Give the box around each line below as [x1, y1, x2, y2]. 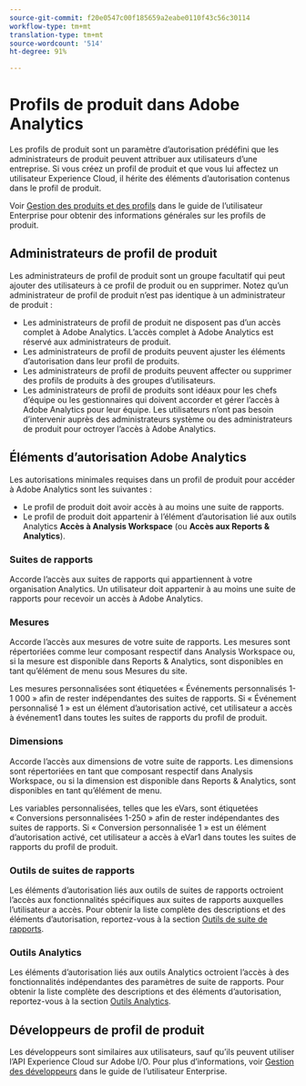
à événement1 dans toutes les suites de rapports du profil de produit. [9, 712, 268, 723]
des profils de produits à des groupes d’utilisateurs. [22, 374, 216, 385]
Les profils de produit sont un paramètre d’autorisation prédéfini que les [9, 144, 280, 155]
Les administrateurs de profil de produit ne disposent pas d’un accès [22, 316, 281, 328]
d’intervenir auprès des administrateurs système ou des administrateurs [22, 414, 293, 425]
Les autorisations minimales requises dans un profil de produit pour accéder [9, 474, 296, 485]
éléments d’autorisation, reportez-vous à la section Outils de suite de [9, 913, 268, 925]
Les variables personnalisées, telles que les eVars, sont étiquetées [9, 803, 259, 814]
